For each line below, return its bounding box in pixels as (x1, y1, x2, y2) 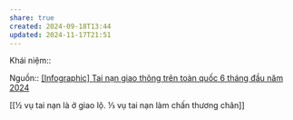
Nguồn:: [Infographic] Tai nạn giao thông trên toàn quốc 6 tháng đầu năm (9, 73, 284, 84)
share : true (9, 13, 54, 23)
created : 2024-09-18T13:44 (9, 22, 112, 31)
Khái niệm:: (9, 55, 52, 66)
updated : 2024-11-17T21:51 (9, 30, 112, 39)
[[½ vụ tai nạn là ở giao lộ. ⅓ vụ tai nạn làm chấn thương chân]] (9, 100, 245, 111)
